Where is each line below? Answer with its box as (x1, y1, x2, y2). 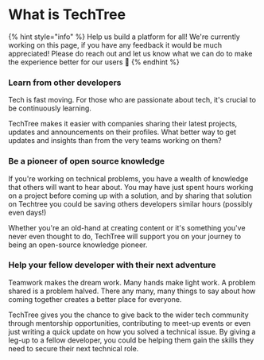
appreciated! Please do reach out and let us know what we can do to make (8, 48, 253, 58)
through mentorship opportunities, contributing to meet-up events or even (8, 318, 250, 327)
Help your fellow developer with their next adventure (8, 260, 216, 271)
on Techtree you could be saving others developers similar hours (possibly (8, 199, 253, 208)
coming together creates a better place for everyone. (8, 294, 182, 304)
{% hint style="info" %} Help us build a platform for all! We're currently (8, 32, 240, 41)
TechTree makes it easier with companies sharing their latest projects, (8, 119, 238, 129)
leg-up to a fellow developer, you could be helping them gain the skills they (8, 335, 254, 345)
